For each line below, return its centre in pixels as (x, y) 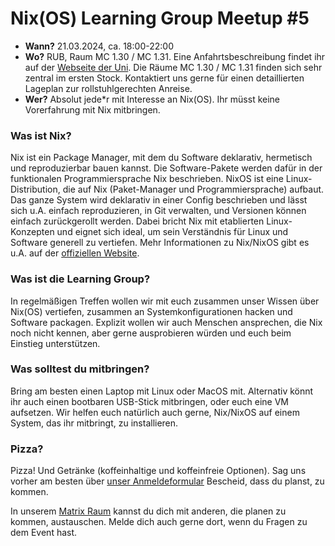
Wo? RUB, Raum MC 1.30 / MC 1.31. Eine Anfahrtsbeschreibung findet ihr (175, 56)
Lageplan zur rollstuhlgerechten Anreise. (108, 88)
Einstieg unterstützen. (55, 343)
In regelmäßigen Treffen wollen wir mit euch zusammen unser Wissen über (165, 301)
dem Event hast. (44, 533)
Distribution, (35, 189)
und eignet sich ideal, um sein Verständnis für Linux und (172, 232)
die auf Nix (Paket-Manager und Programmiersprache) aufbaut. (193, 189)
